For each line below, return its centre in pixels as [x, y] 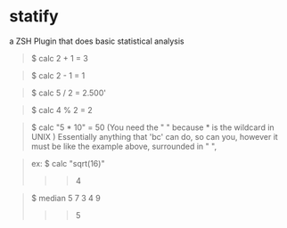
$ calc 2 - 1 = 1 [58, 75]
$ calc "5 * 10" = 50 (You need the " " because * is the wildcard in [152, 127]
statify [34, 16]
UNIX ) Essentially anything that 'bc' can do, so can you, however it [154, 136]
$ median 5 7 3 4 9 [66, 198]
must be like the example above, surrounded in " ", [123, 146]
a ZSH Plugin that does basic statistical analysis [97, 41]
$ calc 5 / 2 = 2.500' [69, 93]
